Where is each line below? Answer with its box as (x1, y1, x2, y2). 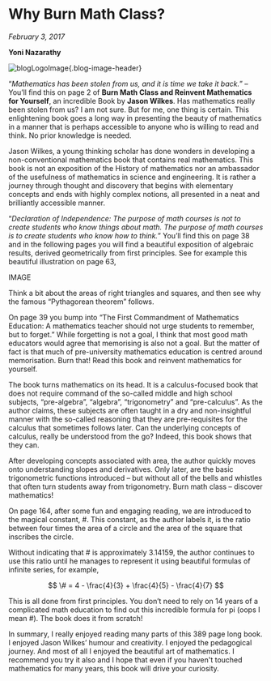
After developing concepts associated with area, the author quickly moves (8, 456, 256, 465)
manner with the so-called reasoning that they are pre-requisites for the (8, 414, 248, 424)
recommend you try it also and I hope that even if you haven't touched (8, 654, 243, 665)
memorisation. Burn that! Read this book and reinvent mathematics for (8, 355, 243, 365)
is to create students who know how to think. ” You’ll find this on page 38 (8, 230, 250, 240)
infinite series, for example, (8, 564, 100, 574)
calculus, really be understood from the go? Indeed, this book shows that (8, 431, 252, 441)
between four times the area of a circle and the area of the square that (8, 523, 243, 533)
